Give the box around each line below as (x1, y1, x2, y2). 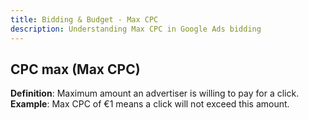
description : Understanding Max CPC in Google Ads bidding (10, 24, 262, 34)
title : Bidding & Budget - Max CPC (10, 14, 159, 25)
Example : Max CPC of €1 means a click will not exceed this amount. (10, 98, 290, 110)
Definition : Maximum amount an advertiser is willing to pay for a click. (10, 87, 300, 100)
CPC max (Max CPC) (10, 61, 141, 78)
